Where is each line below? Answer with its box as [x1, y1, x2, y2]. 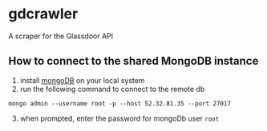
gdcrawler [8, 5, 79, 23]
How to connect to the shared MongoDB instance [8, 54, 259, 68]
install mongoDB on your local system [19, 75, 145, 85]
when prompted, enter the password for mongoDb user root [19, 113, 220, 123]
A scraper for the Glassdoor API [8, 31, 114, 41]
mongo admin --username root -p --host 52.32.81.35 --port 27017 [8, 99, 231, 108]
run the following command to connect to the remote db [19, 84, 205, 93]
